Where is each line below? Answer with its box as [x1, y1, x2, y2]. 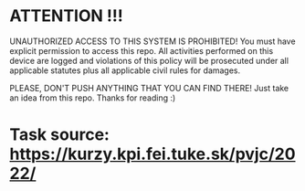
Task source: [9, 124, 110, 145]
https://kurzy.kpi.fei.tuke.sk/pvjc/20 [9, 143, 296, 164]
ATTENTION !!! [9, 5, 123, 27]
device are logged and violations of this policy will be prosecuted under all [9, 55, 289, 66]
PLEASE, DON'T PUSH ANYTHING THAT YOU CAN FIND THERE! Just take [9, 82, 289, 93]
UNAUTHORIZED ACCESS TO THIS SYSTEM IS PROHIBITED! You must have [9, 36, 296, 47]
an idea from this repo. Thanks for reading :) [9, 92, 176, 103]
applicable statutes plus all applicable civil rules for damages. [9, 65, 241, 76]
